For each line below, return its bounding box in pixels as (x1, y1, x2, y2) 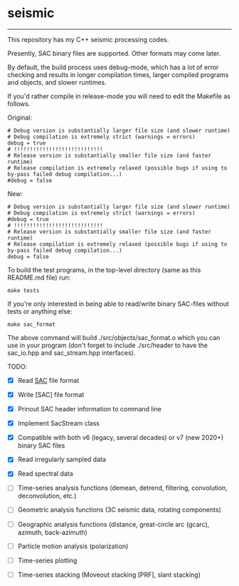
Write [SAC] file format (17, 391, 85, 399)
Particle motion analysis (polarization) (17, 542, 129, 550)
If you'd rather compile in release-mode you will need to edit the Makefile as (7, 91, 231, 101)
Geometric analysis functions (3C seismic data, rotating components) (17, 505, 222, 514)
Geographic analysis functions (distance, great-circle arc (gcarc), (17, 520, 210, 528)
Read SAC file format (17, 376, 80, 384)
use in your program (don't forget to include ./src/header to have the (7, 341, 208, 349)
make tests (7, 287, 40, 294)
